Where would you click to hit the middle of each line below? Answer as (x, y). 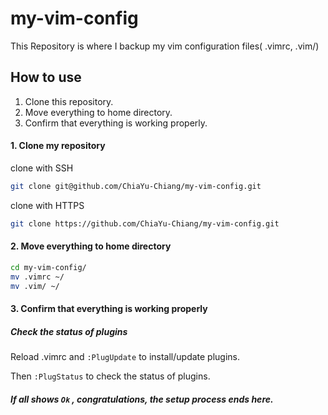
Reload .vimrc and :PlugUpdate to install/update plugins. (125, 357)
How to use (46, 77)
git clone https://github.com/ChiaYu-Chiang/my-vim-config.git (145, 223)
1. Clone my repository (58, 146)
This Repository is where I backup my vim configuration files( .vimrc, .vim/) (165, 46)
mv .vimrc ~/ (37, 277)
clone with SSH (42, 168)
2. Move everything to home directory (91, 246)
